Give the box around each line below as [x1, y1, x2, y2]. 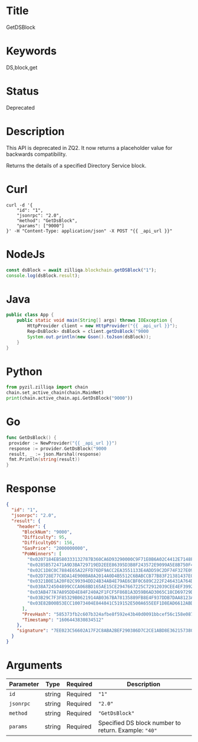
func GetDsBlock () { [6, 434, 57, 440]
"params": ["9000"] [16, 223, 65, 228]
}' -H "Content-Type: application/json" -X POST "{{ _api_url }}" [6, 228, 173, 234]
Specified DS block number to [98, 718, 181, 727]
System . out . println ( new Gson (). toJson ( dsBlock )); [27, 334, 151, 340]
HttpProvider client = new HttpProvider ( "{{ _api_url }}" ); [27, 323, 178, 329]
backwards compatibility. [6, 151, 67, 158]
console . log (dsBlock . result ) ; [6, 273, 81, 279]
